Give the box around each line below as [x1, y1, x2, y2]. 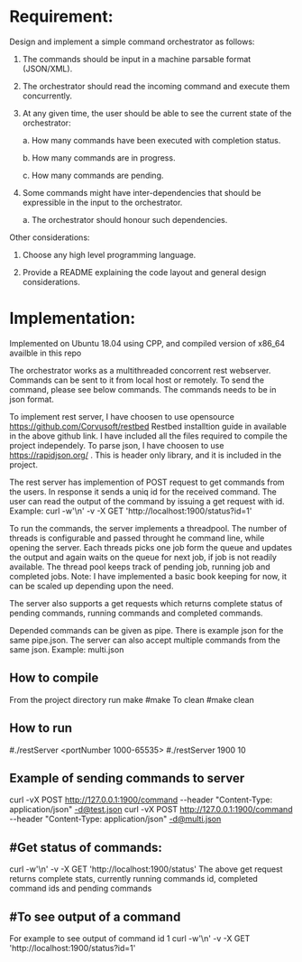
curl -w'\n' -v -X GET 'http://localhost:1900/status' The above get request [9, 864, 283, 874]
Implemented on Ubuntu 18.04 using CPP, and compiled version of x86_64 [9, 338, 286, 348]
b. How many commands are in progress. [22, 152, 176, 163]
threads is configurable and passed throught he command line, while [9, 532, 265, 543]
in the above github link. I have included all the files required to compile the [9, 430, 288, 441]
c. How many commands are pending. [22, 170, 164, 180]
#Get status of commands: [9, 839, 162, 855]
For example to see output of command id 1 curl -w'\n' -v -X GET [9, 932, 251, 944]
